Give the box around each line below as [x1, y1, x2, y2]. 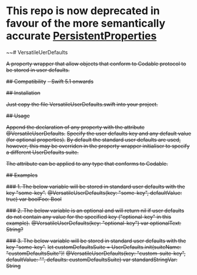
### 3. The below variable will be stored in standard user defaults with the [6, 237, 186, 244]
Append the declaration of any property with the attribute [6, 123, 145, 130]
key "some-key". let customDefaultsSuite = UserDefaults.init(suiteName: [6, 243, 182, 250]
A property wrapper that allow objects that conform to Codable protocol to [6, 60, 186, 67]
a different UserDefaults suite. [6, 149, 79, 156]
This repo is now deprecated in [6, 4, 160, 18]
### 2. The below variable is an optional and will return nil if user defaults [6, 207, 184, 214]
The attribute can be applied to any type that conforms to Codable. [6, 160, 169, 167]
